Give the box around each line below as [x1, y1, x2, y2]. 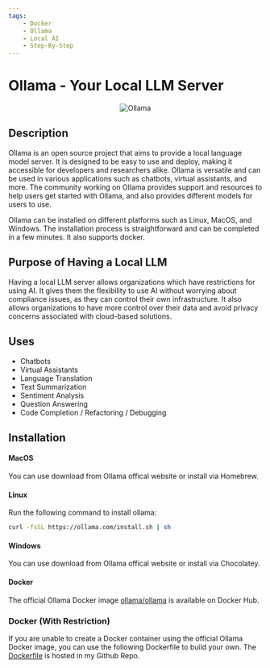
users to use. [8, 199, 52, 209]
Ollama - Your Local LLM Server [8, 77, 224, 95]
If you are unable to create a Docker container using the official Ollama [8, 633, 243, 643]
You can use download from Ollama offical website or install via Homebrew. [8, 471, 260, 481]
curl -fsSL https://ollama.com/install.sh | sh [8, 524, 172, 532]
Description [8, 127, 69, 140]
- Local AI [23, 34, 60, 43]
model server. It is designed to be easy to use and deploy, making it [8, 157, 233, 166]
